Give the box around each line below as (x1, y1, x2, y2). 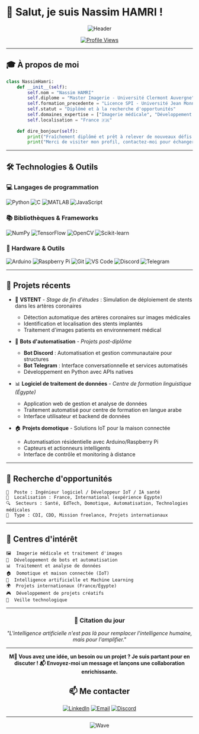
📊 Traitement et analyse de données (6, 563, 101, 569)
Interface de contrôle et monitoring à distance (23, 451, 136, 458)
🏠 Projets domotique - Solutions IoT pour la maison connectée (14, 425, 171, 432)
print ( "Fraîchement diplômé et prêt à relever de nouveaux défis (27, 133, 192, 140)
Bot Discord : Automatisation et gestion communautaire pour (23, 350, 172, 357)
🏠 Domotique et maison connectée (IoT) (6, 570, 110, 576)
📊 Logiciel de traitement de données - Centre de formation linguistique (14, 380, 191, 387)
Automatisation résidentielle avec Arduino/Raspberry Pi (23, 438, 159, 445)
